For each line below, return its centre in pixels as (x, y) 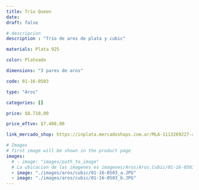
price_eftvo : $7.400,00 (36, 124)
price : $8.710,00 (28, 113)
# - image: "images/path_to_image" (55, 162)
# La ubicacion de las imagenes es (55, 167)
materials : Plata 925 (33, 50)
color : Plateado (26, 60)
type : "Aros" (22, 92)
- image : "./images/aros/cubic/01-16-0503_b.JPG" (74, 178)
